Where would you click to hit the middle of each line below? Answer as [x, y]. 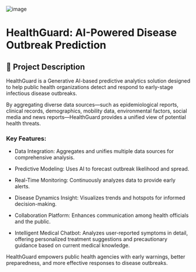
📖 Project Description [46, 67]
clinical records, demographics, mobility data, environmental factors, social [97, 111]
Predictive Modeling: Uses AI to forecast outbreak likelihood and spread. [102, 169]
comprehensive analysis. [44, 158]
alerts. [22, 186]
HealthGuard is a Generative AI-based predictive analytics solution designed [98, 81]
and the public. [32, 222]
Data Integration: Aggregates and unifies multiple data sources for [94, 151]
